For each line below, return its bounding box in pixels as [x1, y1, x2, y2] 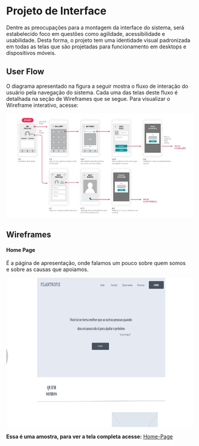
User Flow [6, 67, 45, 77]
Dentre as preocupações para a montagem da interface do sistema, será [6, 24, 185, 31]
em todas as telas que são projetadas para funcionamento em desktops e [6, 43, 186, 50]
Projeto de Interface [6, 4, 107, 18]
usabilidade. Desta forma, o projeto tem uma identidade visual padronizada [6, 36, 191, 44]
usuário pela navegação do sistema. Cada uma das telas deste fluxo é [6, 88, 178, 96]
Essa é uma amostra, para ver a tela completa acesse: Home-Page [6, 433, 173, 440]
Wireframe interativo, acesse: [6, 101, 79, 109]
